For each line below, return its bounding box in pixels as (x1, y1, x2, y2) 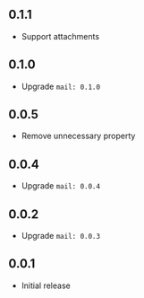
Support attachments (21, 31, 100, 41)
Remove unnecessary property (21, 130, 136, 142)
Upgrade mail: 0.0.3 (21, 231, 100, 241)
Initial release (21, 280, 71, 291)
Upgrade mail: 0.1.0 (21, 81, 100, 92)
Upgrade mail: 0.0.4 (21, 180, 100, 191)
